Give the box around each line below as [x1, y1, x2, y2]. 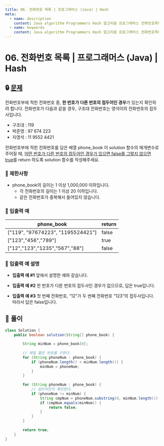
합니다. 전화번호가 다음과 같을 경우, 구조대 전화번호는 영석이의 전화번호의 [10, 106, 148, 111]
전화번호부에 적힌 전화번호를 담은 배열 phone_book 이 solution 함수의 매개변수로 [5, 145, 159, 150]
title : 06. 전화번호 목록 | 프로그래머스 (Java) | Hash [5, 7, 109, 12]
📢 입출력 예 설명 [5, 260, 40, 267]
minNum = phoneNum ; [40, 364, 80, 369]
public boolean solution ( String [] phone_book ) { [14, 332, 115, 337]
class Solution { [5, 328, 41, 333]
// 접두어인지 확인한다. [31, 387, 73, 392]
